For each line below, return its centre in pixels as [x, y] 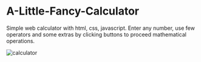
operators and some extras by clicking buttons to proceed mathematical [97, 34]
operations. [21, 41]
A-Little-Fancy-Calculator [73, 11]
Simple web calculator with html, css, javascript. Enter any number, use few [101, 28]
